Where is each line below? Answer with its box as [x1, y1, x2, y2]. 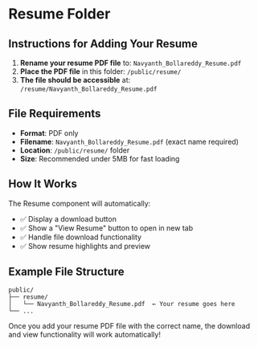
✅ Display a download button [19, 214, 117, 223]
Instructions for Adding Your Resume [8, 37, 199, 51]
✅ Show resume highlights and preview [19, 241, 151, 251]
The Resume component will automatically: [8, 198, 151, 208]
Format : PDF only [19, 128, 79, 137]
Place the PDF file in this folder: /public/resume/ [19, 67, 182, 76]
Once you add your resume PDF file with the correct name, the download [8, 321, 251, 331]
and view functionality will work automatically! [8, 330, 161, 340]
